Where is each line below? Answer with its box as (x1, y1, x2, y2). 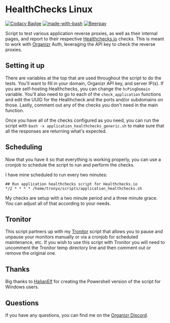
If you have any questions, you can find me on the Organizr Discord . (5, 312, 149, 318)
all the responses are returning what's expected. (5, 128, 107, 134)
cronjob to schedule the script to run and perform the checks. (5, 162, 135, 168)
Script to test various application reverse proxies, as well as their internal (5, 30, 158, 36)
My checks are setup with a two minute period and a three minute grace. (5, 195, 158, 201)
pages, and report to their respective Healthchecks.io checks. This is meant (5, 36, 164, 42)
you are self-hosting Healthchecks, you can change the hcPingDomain (5, 86, 151, 92)
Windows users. (5, 284, 39, 290)
